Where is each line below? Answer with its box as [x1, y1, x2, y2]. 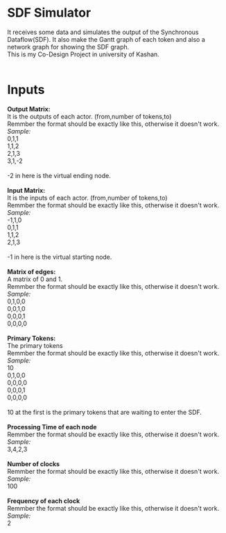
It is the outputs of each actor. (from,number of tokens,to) [7, 112, 172, 120]
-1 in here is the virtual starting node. [7, 253, 112, 261]
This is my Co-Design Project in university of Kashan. [7, 50, 159, 58]
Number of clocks [7, 459, 60, 468]
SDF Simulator [7, 5, 92, 21]
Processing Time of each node [7, 422, 97, 431]
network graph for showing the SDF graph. [7, 42, 130, 51]
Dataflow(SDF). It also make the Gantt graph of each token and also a [7, 35, 206, 43]
